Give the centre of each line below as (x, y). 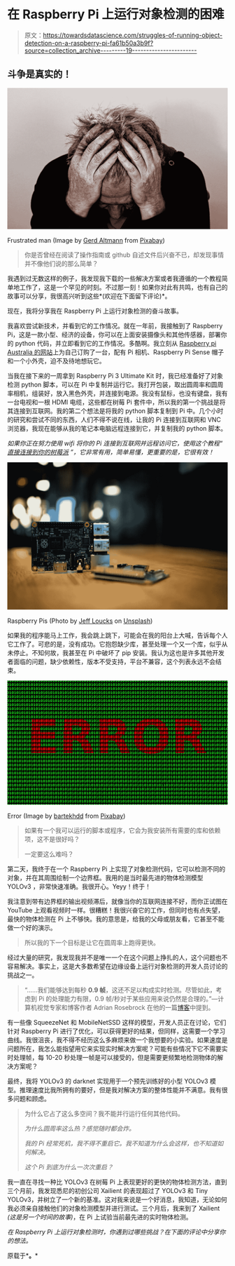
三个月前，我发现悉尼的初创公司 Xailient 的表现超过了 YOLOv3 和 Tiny (108, 1191)
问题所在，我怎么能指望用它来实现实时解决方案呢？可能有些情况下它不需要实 (117, 1049)
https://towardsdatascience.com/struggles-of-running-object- (133, 35)
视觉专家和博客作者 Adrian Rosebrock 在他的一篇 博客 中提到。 (126, 1008)
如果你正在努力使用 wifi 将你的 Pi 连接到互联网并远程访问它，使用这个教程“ (115, 443)
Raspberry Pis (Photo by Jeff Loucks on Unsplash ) (80, 621)
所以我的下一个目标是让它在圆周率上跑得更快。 (92, 943)
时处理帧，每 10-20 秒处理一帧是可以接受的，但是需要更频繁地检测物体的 (112, 1058)
